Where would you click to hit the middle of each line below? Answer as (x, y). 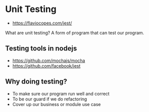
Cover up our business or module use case (57, 104)
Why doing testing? (36, 82)
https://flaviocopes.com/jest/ (42, 23)
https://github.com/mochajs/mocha (49, 60)
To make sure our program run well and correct (61, 93)
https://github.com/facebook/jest (46, 65)
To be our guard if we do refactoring (50, 99)
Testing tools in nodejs (41, 48)
